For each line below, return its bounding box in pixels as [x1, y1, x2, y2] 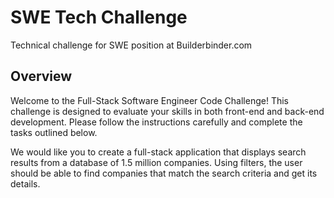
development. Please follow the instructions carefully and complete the [10, 116, 303, 128]
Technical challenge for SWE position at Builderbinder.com [10, 39, 253, 51]
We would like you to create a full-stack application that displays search [10, 146, 307, 158]
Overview [10, 68, 73, 85]
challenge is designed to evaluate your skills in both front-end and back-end [10, 105, 325, 117]
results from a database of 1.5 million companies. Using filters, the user [10, 156, 303, 168]
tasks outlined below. [10, 126, 98, 138]
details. [10, 177, 41, 190]
